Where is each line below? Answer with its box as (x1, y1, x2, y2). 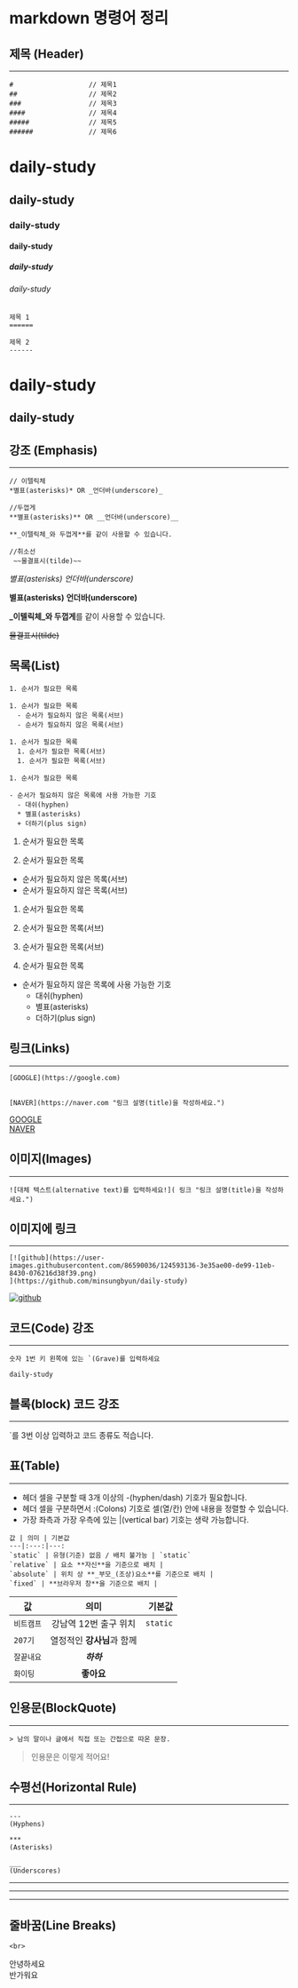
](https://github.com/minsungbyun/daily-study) (9, 1276, 189, 1286)
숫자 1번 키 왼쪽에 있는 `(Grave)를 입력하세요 (9, 1355, 161, 1364)
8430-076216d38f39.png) (9, 1269, 98, 1278)
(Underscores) (9, 1866, 62, 1875)
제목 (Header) (9, 46, 84, 61)
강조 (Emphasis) (9, 442, 98, 457)
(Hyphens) (9, 1820, 46, 1829)
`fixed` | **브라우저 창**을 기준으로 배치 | (9, 1578, 158, 1588)
